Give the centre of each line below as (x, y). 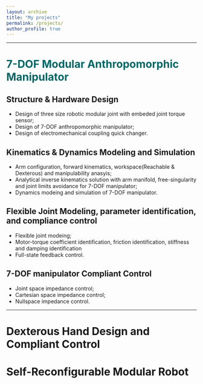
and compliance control (52, 221)
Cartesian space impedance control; (60, 295)
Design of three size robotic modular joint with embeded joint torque (100, 114)
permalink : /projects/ (35, 23)
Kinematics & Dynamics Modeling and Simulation (101, 152)
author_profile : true (34, 29)
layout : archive (27, 12)
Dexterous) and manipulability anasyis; (63, 174)
